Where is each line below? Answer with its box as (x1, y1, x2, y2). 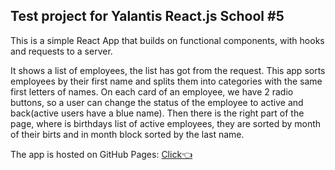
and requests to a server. (10, 45, 113, 57)
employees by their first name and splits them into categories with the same (10, 75, 323, 87)
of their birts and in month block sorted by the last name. (10, 128, 245, 140)
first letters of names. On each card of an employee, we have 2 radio (10, 85, 294, 98)
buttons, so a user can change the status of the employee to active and (10, 96, 304, 108)
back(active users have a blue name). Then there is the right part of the (10, 107, 305, 119)
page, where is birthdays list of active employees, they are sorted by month (10, 117, 322, 129)
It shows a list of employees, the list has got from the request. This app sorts (10, 64, 326, 76)
